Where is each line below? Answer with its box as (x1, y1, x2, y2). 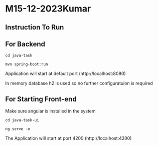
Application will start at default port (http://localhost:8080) (5, 70, 126, 76)
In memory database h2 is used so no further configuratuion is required (5, 80, 153, 86)
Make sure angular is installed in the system (5, 108, 96, 114)
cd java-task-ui (5, 118, 39, 123)
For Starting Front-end (5, 94, 77, 103)
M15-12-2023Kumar (5, 3, 91, 14)
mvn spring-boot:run (5, 62, 49, 67)
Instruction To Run (5, 23, 64, 31)
